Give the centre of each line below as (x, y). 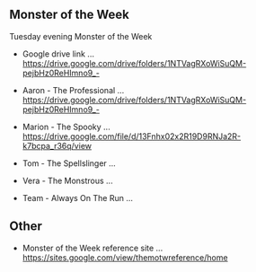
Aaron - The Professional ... (73, 90)
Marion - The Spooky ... (66, 127)
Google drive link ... (58, 54)
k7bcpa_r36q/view (57, 145)
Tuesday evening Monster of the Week (81, 36)
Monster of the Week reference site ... (93, 248)
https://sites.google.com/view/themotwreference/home (125, 257)
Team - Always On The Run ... (77, 197)
